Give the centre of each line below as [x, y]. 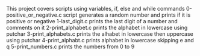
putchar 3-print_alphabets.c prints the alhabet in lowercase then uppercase [100, 34]
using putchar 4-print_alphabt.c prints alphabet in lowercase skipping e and [100, 40]
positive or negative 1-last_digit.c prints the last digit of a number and [92, 21]
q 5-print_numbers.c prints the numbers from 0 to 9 [70, 46]
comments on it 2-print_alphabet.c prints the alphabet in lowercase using [97, 27]
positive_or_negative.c [34, 15]
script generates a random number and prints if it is [127, 15]
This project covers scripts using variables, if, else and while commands [95, 9]
